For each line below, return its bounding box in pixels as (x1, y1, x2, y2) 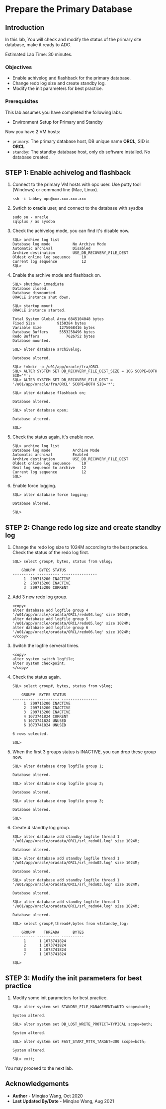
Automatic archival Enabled (12, 452, 88, 458)
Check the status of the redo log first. (12, 550, 89, 555)
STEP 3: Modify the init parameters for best (5, 974, 142, 982)
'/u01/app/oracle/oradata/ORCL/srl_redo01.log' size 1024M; (12, 839, 140, 844)
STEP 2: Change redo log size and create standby (5, 523, 162, 532)
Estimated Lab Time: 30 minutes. (5, 51, 73, 57)
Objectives (5, 64, 32, 71)
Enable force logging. (12, 483, 56, 489)
